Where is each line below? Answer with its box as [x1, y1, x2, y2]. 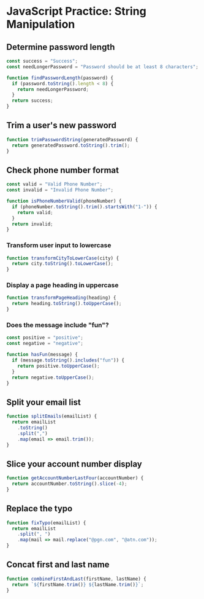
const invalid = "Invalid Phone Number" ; [6, 187, 114, 193]
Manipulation [6, 17, 75, 31]
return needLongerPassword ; [17, 86, 89, 93]
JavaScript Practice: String [6, 4, 147, 18]
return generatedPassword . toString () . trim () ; [12, 142, 130, 149]
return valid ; [17, 209, 53, 215]
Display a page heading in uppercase [6, 281, 119, 290]
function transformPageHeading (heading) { [6, 295, 116, 301]
